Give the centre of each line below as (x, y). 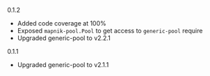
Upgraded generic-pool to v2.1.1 (63, 65)
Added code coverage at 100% (62, 23)
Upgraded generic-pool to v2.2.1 (64, 38)
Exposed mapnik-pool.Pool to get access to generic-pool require (110, 31)
